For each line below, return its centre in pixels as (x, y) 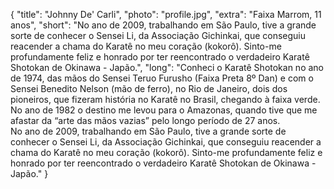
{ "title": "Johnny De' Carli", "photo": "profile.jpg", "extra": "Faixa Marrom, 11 (166, 14)
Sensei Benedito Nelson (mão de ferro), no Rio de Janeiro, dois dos (149, 88)
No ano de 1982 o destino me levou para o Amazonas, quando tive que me (164, 110)
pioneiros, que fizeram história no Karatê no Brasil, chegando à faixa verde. (165, 99)
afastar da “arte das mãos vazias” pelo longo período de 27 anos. (145, 120)
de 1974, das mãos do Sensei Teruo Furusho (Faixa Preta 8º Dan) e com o (162, 78)
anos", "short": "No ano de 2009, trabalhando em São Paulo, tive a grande (163, 25)
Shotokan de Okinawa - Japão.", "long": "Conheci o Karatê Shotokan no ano (167, 67)
